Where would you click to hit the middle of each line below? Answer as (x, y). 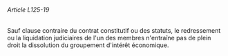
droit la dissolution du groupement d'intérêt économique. (88, 45)
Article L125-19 (28, 10)
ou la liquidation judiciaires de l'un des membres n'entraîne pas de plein (109, 38)
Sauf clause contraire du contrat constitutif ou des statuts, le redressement (114, 31)
